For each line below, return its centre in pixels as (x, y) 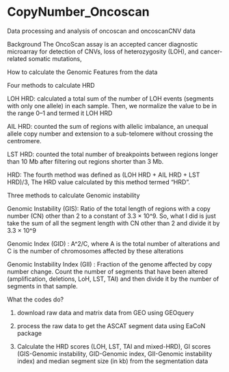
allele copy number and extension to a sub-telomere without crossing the (110, 134)
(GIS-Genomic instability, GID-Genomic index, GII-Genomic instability (114, 354)
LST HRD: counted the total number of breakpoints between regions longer (113, 154)
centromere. (25, 140)
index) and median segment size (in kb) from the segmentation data (112, 361)
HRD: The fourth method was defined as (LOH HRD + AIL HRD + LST (104, 175)
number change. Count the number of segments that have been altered (108, 271)
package (29, 333)
